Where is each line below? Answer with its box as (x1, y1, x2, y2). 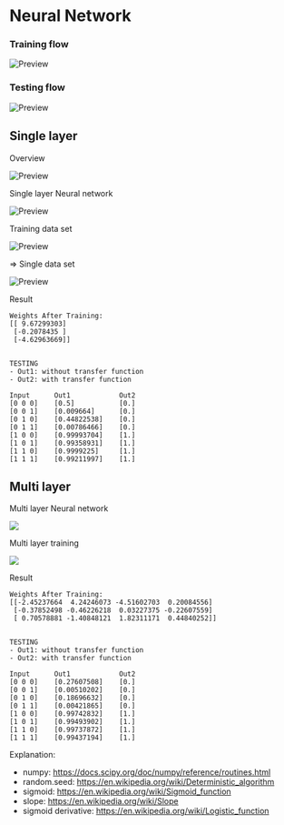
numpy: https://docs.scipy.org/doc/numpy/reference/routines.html (22, 767, 271, 778)
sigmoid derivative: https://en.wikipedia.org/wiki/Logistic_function (22, 806, 269, 817)
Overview (9, 152, 45, 164)
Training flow (9, 38, 70, 51)
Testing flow (9, 81, 66, 94)
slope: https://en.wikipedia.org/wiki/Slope (22, 796, 179, 807)
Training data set (9, 223, 73, 234)
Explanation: (9, 750, 56, 760)
